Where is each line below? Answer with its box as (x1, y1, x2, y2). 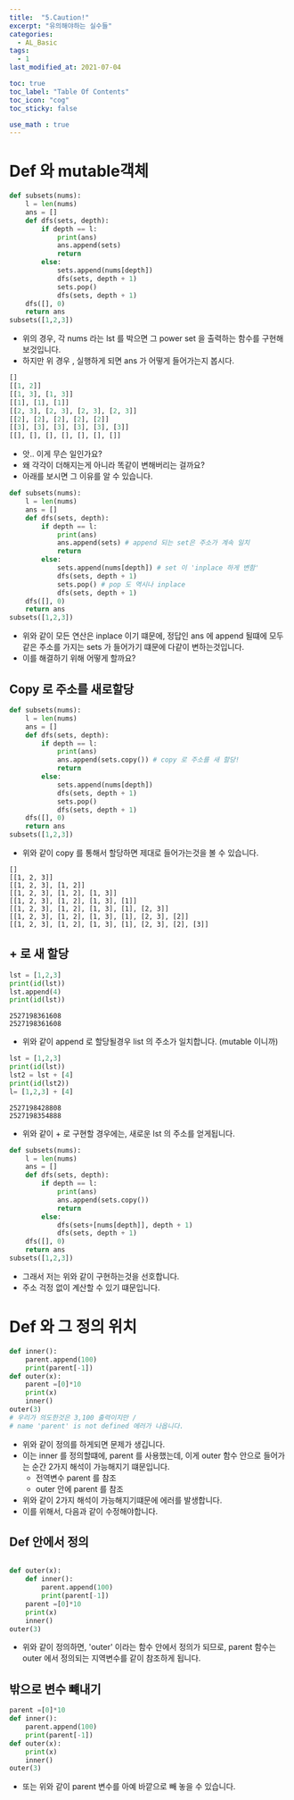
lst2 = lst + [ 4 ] (9, 1071, 74, 1080)
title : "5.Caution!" (9, 12, 90, 22)
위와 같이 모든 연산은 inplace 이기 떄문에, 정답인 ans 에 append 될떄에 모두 (21, 630, 284, 641)
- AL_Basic (17, 37, 58, 47)
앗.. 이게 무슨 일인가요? (21, 448, 102, 460)
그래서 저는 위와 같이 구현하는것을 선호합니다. (21, 1271, 180, 1281)
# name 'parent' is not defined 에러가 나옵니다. (9, 1421, 184, 1430)
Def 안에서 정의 (9, 1535, 89, 1550)
